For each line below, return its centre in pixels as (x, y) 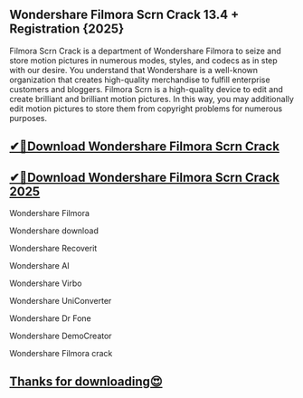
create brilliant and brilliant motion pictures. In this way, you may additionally (151, 99)
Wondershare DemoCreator (61, 336)
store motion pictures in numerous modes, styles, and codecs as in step (143, 60)
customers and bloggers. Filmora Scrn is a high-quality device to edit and (146, 89)
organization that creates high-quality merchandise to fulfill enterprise (140, 80)
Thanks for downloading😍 (86, 382)
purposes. (28, 118)
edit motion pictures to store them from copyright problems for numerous (146, 109)
